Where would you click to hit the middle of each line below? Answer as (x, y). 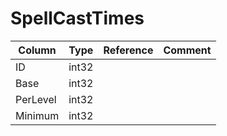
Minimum (37, 115)
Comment (187, 50)
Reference (128, 50)
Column (37, 50)
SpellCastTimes (77, 18)
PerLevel (36, 99)
